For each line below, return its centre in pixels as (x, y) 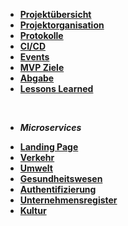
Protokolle (41, 35)
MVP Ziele (42, 67)
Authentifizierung (58, 189)
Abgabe (37, 78)
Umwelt (36, 168)
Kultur (33, 210)
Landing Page (49, 147)
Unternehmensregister (68, 200)
